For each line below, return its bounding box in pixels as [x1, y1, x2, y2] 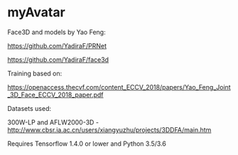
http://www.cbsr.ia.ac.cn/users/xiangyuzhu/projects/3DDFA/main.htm [7, 125, 212, 134]
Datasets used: [7, 104, 52, 112]
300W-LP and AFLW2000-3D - [7, 118, 99, 127]
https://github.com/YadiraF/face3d [7, 55, 109, 64]
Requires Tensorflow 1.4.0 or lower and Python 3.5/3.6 [7, 139, 167, 148]
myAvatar [7, 4, 65, 21]
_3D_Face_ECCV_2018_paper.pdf [7, 90, 104, 99]
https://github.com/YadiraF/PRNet [7, 41, 107, 50]
